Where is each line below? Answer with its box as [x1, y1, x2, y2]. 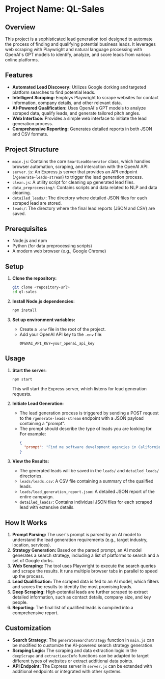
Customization [5, 624, 52, 632]
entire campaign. [19, 494, 54, 500]
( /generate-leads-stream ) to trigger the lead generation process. [12, 174, 143, 180]
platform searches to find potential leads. [12, 89, 96, 95]
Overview [5, 23, 36, 31]
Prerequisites [5, 225, 47, 233]
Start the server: [12, 367, 47, 373]
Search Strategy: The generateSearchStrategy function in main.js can [12, 637, 155, 643]
